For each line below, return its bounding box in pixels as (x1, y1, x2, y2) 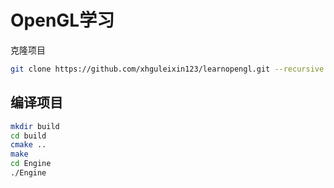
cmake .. (10, 140, 47, 150)
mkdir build (10, 121, 60, 131)
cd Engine (10, 159, 52, 169)
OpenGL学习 (10, 9, 115, 32)
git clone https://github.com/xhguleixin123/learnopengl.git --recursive (10, 64, 325, 74)
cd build (10, 131, 47, 141)
